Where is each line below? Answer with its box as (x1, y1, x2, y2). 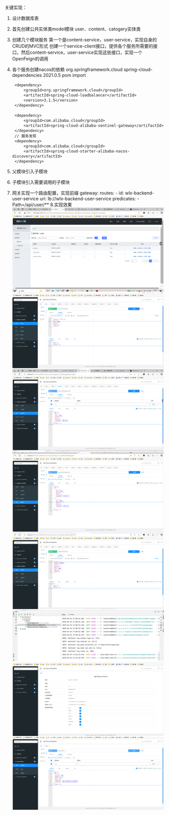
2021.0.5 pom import (43, 72, 86, 78)
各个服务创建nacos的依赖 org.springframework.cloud (12, 66, 123, 72)
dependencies (12, 72, 42, 78)
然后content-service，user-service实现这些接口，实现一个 (21, 50, 142, 55)
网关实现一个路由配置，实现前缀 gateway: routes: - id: (12, 190, 124, 196)
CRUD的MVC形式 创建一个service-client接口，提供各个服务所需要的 (12, 43, 153, 49)
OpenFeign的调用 (12, 56, 48, 62)
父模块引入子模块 (12, 169, 48, 174)
